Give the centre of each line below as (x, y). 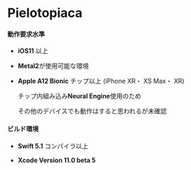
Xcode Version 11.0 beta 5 (56, 160)
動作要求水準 (26, 34)
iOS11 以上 (33, 51)
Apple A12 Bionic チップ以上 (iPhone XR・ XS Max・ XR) (101, 81)
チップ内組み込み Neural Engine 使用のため (80, 96)
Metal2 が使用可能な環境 (53, 66)
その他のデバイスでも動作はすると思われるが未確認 (92, 111)
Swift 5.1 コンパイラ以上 (53, 146)
